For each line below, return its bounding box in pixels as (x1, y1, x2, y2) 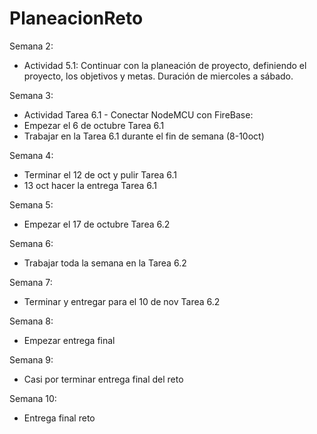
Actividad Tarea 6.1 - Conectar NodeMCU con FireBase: (23, 108, 254, 121)
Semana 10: (9, 392, 57, 404)
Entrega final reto (23, 412, 96, 424)
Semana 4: (9, 149, 54, 161)
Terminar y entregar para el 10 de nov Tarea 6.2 (23, 295, 221, 307)
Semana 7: (9, 276, 53, 288)
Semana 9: (9, 353, 54, 366)
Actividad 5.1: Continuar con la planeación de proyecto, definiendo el (23, 59, 307, 71)
